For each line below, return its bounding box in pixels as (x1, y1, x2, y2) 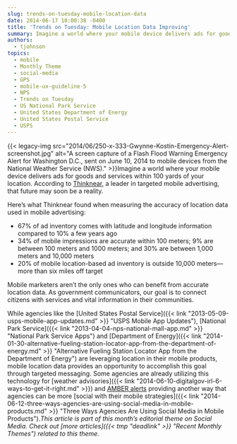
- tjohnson (13, 43, 46, 50)
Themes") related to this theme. (7, 429, 100, 438)
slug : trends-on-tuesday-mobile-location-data (7, 10, 147, 18)
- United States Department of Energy (13, 109, 128, 116)
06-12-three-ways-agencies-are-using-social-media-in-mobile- (7, 399, 194, 407)
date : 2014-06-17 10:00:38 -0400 (7, 17, 106, 24)
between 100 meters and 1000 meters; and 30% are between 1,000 (17, 244, 214, 252)
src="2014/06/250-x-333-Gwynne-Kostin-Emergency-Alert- (52, 141, 229, 150)
